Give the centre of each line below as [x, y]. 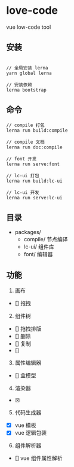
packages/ [28, 232]
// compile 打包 [25, 125]
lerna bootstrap [26, 90]
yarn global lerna [29, 73]
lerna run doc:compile [34, 147]
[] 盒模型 [25, 375]
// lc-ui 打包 [23, 175]
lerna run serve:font [33, 164]
